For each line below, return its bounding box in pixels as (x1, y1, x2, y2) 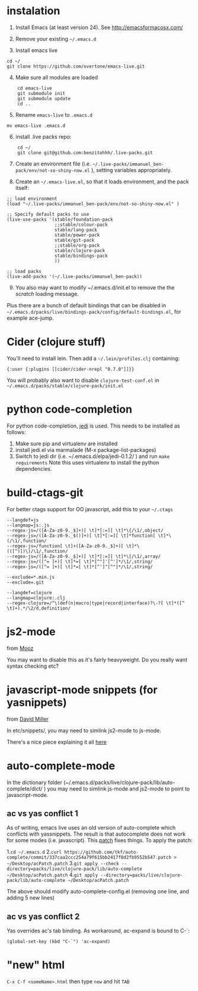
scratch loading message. (15, 290, 79, 297)
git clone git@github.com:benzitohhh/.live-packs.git (17, 149, 153, 155)
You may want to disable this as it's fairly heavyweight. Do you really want (7, 656, 187, 663)
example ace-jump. (7, 314, 54, 321)
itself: (15, 184, 29, 191)
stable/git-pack (54, 237, 95, 243)
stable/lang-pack (54, 227, 97, 232)
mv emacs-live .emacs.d (7, 123, 66, 129)
